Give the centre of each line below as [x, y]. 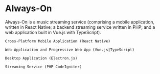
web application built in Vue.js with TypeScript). [53, 32]
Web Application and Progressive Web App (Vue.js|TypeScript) [70, 50]
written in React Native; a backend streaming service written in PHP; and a [80, 27]
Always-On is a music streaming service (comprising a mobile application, [80, 22]
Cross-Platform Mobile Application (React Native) [58, 41]
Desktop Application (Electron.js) [41, 58]
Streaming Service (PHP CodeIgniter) [44, 67]
